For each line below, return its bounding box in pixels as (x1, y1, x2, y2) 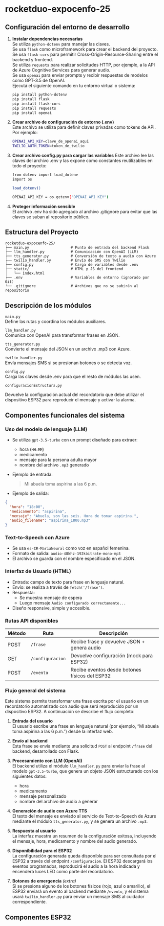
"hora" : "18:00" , (9, 504, 45, 509)
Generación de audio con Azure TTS (12, 808, 87, 814)
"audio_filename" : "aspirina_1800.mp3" (9, 518, 91, 523)
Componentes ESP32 (5, 913, 71, 921)
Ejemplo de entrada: (12, 471, 53, 477)
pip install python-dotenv (12, 92, 67, 97)
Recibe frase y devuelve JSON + (70, 638, 145, 645)
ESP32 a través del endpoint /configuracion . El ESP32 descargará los (12, 858, 153, 864)
